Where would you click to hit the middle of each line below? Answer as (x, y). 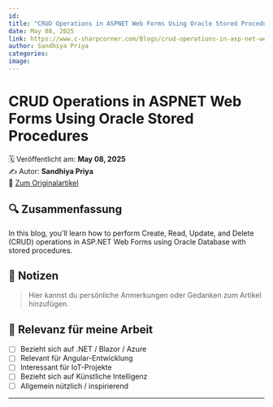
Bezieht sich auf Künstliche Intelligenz (84, 377)
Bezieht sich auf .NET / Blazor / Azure (83, 349)
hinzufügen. (48, 304)
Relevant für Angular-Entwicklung (76, 358)
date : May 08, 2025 (41, 31)
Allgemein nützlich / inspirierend (74, 386)
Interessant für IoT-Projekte (66, 367)
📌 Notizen (34, 276)
